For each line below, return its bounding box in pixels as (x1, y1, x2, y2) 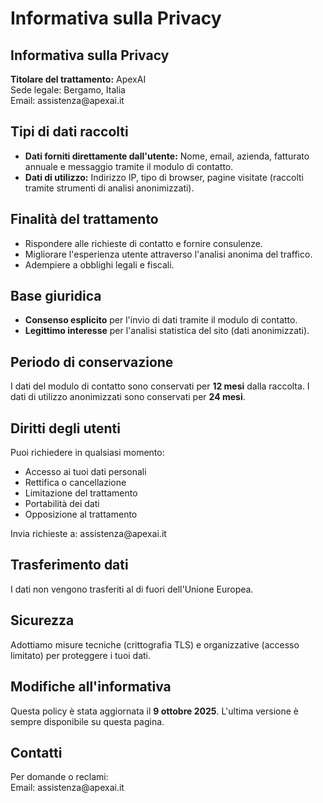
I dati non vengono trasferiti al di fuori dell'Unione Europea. (10, 583, 254, 595)
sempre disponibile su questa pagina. (10, 715, 165, 727)
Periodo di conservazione (10, 353, 174, 371)
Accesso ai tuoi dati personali (24, 466, 147, 478)
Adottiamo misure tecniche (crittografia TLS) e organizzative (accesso (10, 638, 300, 651)
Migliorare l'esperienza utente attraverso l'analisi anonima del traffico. (24, 248, 313, 260)
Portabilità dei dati (24, 498, 100, 510)
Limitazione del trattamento (24, 487, 138, 499)
